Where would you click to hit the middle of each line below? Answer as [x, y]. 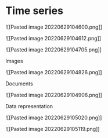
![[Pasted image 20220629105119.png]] [53, 129]
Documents [19, 84]
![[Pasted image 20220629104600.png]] [54, 27]
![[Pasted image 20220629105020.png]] [54, 118]
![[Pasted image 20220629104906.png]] [54, 95]
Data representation [29, 106]
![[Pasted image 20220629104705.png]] [54, 49]
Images [15, 61]
